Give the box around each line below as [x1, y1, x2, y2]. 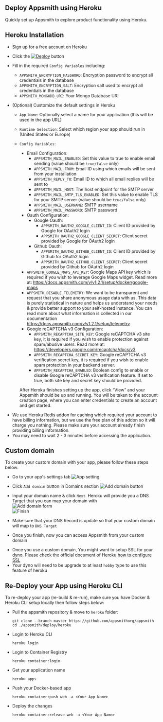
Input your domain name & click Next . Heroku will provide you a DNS [12, 493, 149, 499]
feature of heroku [12, 567, 48, 573]
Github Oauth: [34, 243, 62, 249]
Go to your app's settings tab [12, 474, 71, 480]
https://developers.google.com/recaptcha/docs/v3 [34, 346, 136, 352]
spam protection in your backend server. [34, 362, 115, 368]
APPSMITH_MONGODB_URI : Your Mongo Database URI [19, 92, 119, 99]
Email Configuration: [26, 150, 68, 156]
